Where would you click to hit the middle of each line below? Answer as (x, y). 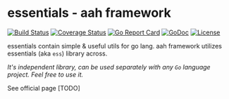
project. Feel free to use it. (45, 74)
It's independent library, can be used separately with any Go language (109, 67)
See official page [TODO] (44, 88)
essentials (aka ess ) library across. (57, 53)
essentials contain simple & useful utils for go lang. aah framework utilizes (114, 46)
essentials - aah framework (89, 13)
